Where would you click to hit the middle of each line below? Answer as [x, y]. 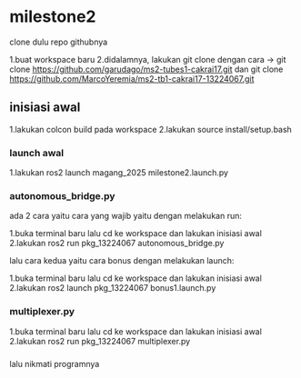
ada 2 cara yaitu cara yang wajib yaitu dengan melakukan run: [126, 216]
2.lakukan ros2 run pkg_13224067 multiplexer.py [100, 341]
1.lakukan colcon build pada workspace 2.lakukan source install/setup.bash [151, 129]
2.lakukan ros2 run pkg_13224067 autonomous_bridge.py [117, 244]
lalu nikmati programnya [55, 364]
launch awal [37, 153]
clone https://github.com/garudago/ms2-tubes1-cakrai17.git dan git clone [146, 69]
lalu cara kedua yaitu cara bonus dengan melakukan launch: [122, 261]
